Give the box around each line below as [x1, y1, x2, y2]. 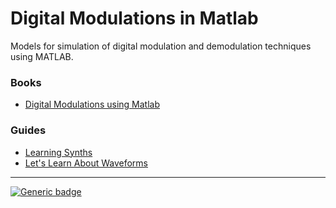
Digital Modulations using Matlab [24, 98, 160, 111]
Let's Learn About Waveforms [24, 157, 148, 169]
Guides [10, 123, 47, 137]
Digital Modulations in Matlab [10, 7, 259, 30]
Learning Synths [24, 146, 93, 158]
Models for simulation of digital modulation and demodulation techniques [10, 40, 312, 52]
